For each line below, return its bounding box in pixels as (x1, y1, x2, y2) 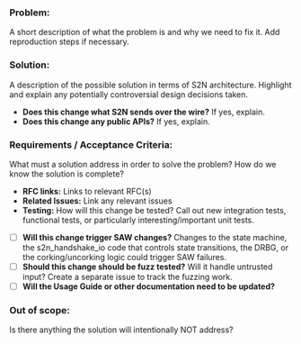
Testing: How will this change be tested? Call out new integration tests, (22, 204, 287, 215)
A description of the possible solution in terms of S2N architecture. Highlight (9, 79, 292, 90)
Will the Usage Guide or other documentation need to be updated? (22, 281, 276, 292)
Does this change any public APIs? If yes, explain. (22, 115, 211, 127)
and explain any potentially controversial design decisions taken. (9, 88, 249, 100)
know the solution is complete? (9, 168, 124, 179)
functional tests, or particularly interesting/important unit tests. (22, 214, 254, 225)
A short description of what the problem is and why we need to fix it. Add (9, 27, 280, 38)
